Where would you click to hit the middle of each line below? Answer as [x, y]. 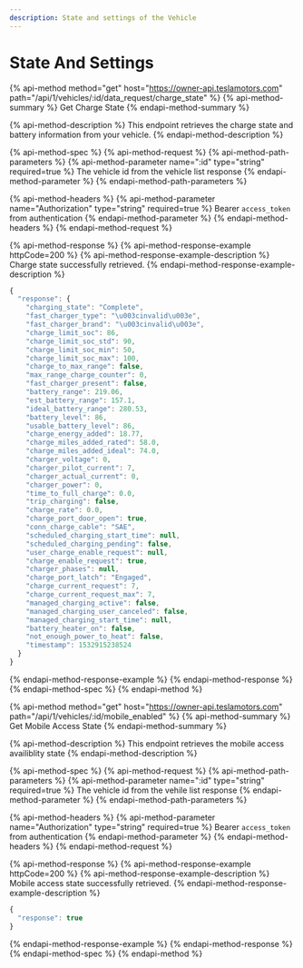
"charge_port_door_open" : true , [87, 519]
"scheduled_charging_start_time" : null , [103, 535]
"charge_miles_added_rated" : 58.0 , [93, 443]
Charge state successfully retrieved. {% [84, 264]
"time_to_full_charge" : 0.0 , [81, 493]
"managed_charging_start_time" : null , [99, 620]
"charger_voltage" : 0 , [68, 459]
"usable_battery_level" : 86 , [81, 426]
